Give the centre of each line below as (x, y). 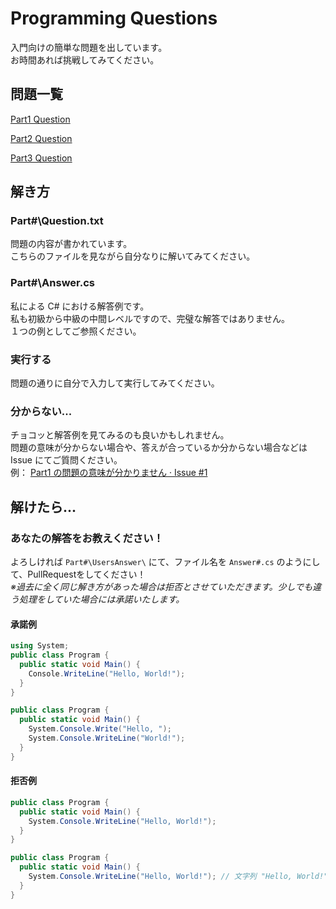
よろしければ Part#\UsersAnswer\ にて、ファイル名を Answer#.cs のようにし (165, 562)
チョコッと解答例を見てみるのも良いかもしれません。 (120, 435)
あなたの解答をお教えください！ (87, 538)
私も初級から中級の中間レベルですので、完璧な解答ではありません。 (150, 318)
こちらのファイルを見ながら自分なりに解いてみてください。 (133, 256)
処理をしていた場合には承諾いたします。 (101, 599)
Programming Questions (114, 18)
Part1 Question (40, 119)
